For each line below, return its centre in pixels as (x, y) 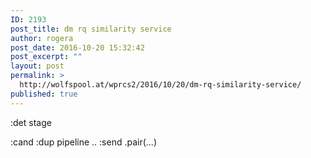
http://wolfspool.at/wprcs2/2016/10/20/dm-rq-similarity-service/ (160, 85)
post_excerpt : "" (46, 57)
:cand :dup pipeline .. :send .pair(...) (84, 142)
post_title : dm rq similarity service (91, 29)
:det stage (31, 122)
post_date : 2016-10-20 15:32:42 (77, 47)
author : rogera (42, 38)
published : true (44, 94)
